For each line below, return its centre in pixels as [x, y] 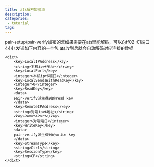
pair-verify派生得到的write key [45, 135]
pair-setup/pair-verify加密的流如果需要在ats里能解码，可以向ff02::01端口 [77, 42]
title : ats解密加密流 [25, 9]
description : [18, 14]
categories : [17, 18]
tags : [10, 28]
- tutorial [18, 23]
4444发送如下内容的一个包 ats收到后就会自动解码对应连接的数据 [69, 48]
